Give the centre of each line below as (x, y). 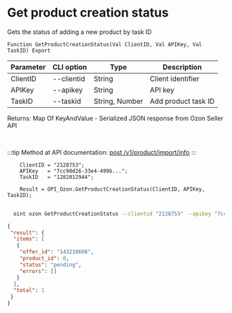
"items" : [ (29, 239)
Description (182, 67)
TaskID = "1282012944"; (57, 177)
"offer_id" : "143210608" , (57, 252)
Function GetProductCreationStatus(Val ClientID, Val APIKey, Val (105, 44)
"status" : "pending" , (50, 265)
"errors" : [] (38, 271)
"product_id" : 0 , (45, 258)
